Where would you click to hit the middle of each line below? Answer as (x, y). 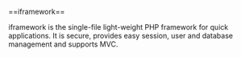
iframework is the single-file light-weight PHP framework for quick (118, 27)
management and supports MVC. (63, 44)
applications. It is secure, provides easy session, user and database (121, 36)
